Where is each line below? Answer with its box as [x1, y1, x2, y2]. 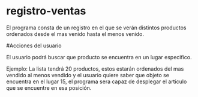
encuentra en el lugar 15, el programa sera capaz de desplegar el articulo [6, 78, 187, 85]
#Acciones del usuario [6, 42, 62, 49]
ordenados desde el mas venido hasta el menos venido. [6, 30, 144, 37]
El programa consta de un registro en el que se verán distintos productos [6, 24, 187, 31]
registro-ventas [6, 4, 86, 18]
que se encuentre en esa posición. [6, 84, 92, 91]
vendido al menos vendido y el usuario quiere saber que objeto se [6, 71, 170, 78]
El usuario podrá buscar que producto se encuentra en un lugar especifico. [6, 53, 192, 60]
